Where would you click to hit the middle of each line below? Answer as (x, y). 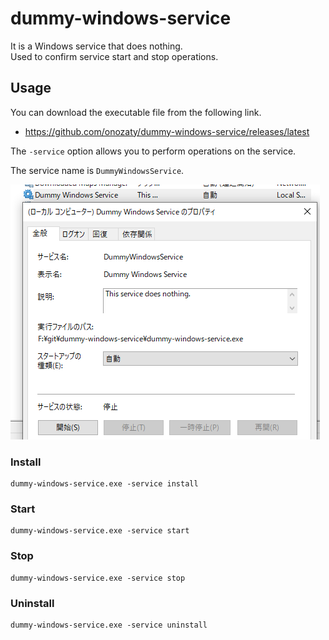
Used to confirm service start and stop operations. (114, 56)
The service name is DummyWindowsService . (97, 170)
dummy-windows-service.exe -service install (104, 484)
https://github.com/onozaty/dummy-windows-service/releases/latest (167, 131)
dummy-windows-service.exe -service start (100, 531)
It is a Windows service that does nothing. (96, 46)
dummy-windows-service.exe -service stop (98, 578)
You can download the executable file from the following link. (136, 112)
